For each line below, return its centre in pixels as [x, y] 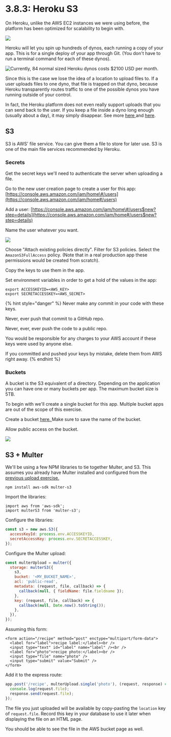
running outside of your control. [38, 94]
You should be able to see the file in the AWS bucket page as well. [75, 729]
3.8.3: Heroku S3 [42, 9]
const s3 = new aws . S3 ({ [32, 530]
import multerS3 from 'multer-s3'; [43, 511]
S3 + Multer [24, 455]
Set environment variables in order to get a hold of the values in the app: [81, 280]
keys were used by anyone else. [39, 344]
